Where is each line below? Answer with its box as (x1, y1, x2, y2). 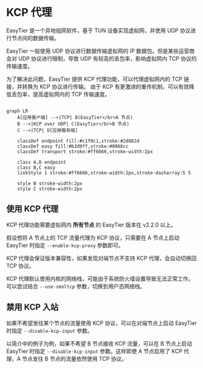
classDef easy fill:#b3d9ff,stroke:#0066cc (17, 143, 129, 149)
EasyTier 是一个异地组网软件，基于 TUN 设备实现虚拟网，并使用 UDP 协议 (6, 27, 191, 34)
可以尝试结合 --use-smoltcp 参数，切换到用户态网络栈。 (6, 282, 145, 290)
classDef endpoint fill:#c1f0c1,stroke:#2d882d (17, 138, 139, 144)
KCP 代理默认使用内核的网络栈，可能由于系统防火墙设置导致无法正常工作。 (6, 274, 194, 282)
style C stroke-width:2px (17, 186, 83, 192)
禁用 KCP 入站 (6, 302, 59, 313)
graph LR (6, 107, 28, 114)
